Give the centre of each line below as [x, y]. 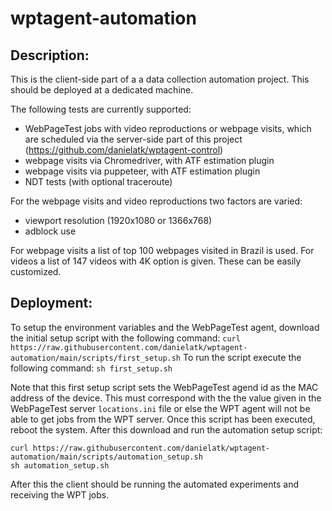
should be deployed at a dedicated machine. [102, 90]
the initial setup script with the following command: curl [125, 338]
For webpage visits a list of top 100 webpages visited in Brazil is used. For [162, 250]
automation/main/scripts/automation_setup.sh [106, 457]
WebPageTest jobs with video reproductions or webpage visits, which [168, 128]
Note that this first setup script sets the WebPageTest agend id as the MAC [164, 387]
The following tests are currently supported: [101, 109]
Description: [50, 55]
